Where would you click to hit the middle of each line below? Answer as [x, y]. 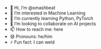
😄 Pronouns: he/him [31, 36]
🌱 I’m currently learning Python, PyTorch [51, 18]
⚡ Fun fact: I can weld [32, 42]
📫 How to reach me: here [36, 29]
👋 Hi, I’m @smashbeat [33, 8]
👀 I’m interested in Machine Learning [48, 13]
